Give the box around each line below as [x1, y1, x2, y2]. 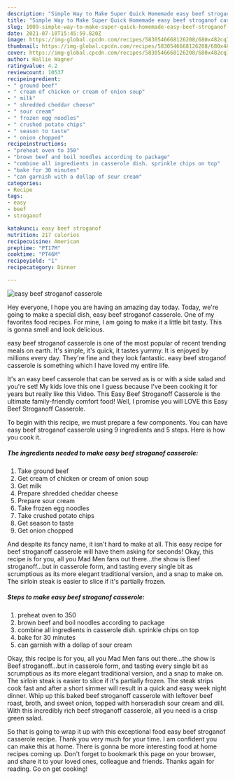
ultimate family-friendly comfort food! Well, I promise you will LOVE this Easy [7, 397, 228, 405]
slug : [7, 23, 23, 30]
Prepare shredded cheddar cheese [17, 488, 119, 498]
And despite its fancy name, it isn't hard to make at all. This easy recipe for [7, 540, 222, 548]
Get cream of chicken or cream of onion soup [17, 474, 149, 482]
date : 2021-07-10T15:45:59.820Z [7, 29, 101, 37]
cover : [7, 50, 27, 57]
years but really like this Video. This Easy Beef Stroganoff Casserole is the [7, 390, 221, 398]
